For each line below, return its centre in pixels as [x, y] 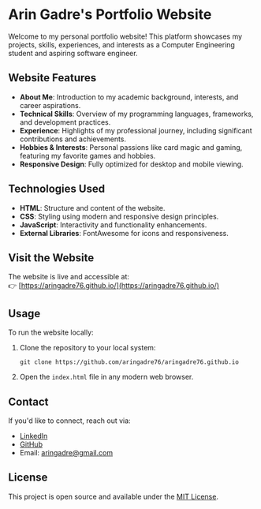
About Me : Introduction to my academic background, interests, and [129, 97]
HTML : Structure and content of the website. [92, 208]
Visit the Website [51, 258]
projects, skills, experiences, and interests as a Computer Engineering [121, 44]
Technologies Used [56, 189]
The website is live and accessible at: [69, 277]
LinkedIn [34, 436]
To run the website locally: [51, 332]
